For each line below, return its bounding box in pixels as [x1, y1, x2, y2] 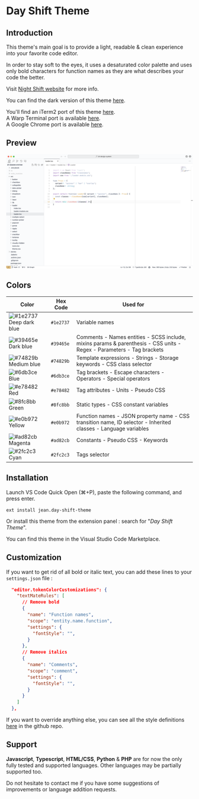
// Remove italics [21, 649, 68, 656]
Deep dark [8, 319, 34, 326]
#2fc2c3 [50, 452, 70, 458]
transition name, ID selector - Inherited [76, 418, 171, 426]
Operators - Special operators [76, 375, 150, 382]
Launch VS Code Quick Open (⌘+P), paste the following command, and [6, 488, 182, 496]
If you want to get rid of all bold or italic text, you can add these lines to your [6, 568, 192, 576]
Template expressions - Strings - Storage [76, 354, 179, 361]
